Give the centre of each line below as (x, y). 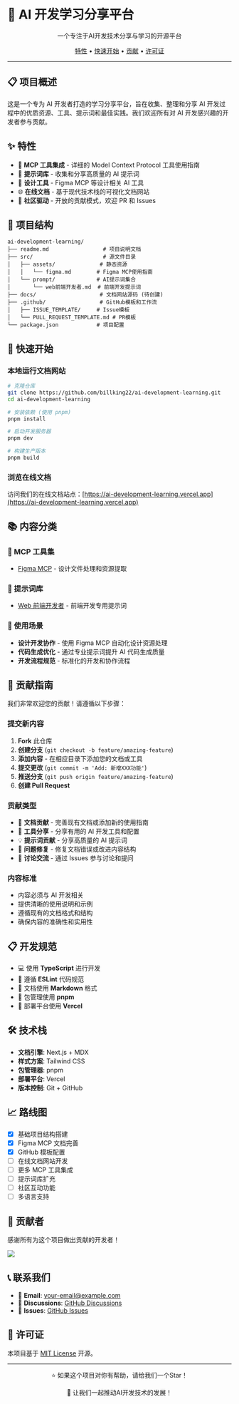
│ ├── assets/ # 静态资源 (68, 264)
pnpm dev (20, 438)
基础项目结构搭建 (43, 1134)
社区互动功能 (36, 1188)
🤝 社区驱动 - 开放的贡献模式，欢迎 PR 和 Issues (87, 200)
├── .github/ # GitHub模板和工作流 (83, 303)
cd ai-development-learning (49, 399)
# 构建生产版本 (27, 451)
